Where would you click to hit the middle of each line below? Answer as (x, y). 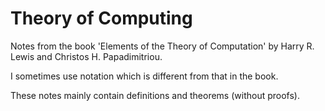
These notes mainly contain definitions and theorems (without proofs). (155, 95)
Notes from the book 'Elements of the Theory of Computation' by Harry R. (162, 46)
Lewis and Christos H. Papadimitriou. (86, 56)
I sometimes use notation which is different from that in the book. (144, 76)
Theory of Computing (101, 18)
